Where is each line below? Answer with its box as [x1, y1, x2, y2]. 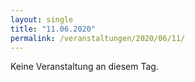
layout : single [10, 14, 74, 25]
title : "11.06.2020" [10, 24, 97, 34]
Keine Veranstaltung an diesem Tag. [10, 61, 159, 73]
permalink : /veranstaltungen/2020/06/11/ [10, 33, 186, 43]
